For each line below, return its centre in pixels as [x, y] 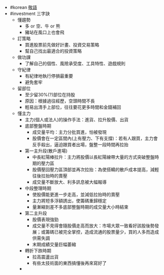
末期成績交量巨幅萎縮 [54, 244]
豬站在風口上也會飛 [45, 32]
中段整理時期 [38, 188]
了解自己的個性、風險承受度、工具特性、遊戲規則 [75, 63]
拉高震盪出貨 [45, 257]
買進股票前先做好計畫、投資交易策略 [62, 45]
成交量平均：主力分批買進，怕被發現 [70, 132]
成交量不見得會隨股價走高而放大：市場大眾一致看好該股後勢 [93, 226]
